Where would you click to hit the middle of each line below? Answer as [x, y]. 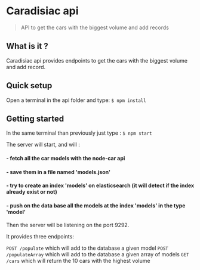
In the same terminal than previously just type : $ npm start [79, 133]
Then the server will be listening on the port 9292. [68, 225]
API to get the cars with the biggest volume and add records [95, 27]
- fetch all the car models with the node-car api [66, 158]
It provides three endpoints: [40, 237]
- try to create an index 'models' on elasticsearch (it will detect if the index [100, 185]
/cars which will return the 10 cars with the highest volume [78, 261]
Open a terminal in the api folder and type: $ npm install [76, 100]
